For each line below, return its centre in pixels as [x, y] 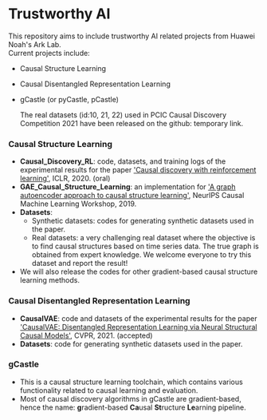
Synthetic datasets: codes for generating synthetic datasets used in [143, 221]
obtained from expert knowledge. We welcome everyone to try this [141, 255]
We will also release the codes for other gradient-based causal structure [139, 271]
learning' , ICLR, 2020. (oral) [65, 178]
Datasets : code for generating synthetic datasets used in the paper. [131, 343]
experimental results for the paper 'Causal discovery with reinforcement [138, 170]
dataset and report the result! [80, 263]
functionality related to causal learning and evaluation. [109, 390]
